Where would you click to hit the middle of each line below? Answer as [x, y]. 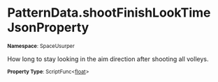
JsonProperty [48, 27]
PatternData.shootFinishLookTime [109, 13]
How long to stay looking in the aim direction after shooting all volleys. [108, 59]
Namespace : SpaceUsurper [41, 46]
